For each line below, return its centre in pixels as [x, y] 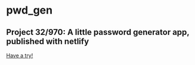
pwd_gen [29, 10]
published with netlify [48, 41]
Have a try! [20, 56]
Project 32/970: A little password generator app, [98, 32]
